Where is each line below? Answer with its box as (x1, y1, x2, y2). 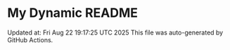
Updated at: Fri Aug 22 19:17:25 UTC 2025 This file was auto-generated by (7, 28, 224, 37)
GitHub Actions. (7, 35, 53, 44)
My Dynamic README (7, 5, 139, 21)
